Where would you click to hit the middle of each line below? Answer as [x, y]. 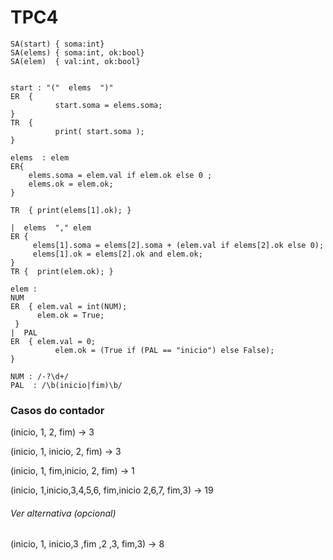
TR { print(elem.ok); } [62, 271]
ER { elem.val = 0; [53, 341]
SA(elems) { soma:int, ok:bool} [77, 52]
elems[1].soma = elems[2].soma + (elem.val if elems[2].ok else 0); [178, 245]
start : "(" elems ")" [62, 87]
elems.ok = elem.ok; [71, 184]
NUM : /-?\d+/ [40, 376]
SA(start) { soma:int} [57, 44]
